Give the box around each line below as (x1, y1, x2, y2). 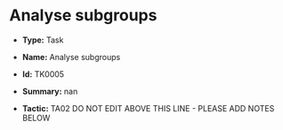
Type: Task (21, 34, 64, 45)
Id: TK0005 (21, 68, 65, 80)
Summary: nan (21, 86, 78, 96)
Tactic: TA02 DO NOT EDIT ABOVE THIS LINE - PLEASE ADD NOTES (21, 103, 275, 113)
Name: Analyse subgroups (21, 51, 121, 62)
